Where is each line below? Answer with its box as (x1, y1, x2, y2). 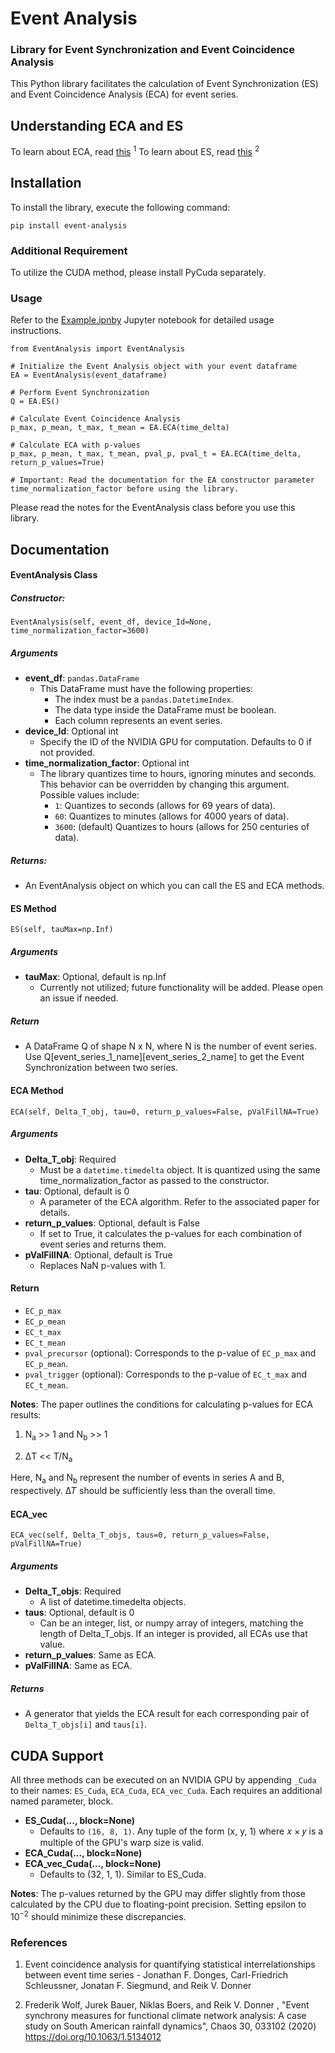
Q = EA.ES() (10, 397, 60, 407)
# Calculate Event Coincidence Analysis (10, 414, 182, 424)
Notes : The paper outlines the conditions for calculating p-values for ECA (10, 1398, 313, 1410)
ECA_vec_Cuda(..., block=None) (24, 1858, 162, 1870)
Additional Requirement (10, 243, 128, 257)
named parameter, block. (10, 1795, 114, 1807)
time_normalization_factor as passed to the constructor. (39, 1174, 270, 1186)
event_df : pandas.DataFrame (24, 672, 140, 684)
